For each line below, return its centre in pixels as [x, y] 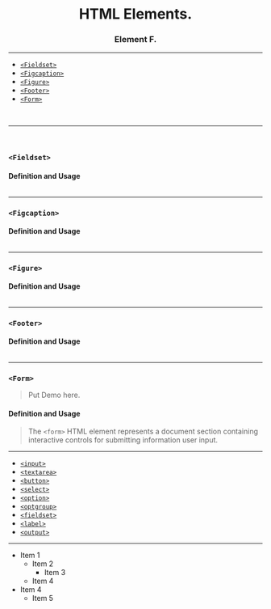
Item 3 [55, 573]
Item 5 [43, 598]
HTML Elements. [135, 14]
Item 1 [30, 556]
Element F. [135, 40]
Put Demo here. [54, 395]
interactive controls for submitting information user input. [123, 440]
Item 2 [43, 564]
